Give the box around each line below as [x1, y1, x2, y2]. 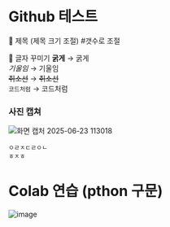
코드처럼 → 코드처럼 [8, 83, 68, 94]
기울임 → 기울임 [8, 63, 59, 73]
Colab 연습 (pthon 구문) [8, 182, 163, 200]
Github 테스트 [8, 7, 98, 26]
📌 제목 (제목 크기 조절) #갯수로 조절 [8, 36, 120, 46]
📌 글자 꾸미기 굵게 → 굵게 [8, 53, 89, 63]
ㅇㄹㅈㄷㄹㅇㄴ [8, 144, 48, 152]
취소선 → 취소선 [8, 73, 59, 83]
